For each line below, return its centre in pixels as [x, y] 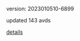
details [15, 32]
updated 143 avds [28, 20]
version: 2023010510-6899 [40, 9]
